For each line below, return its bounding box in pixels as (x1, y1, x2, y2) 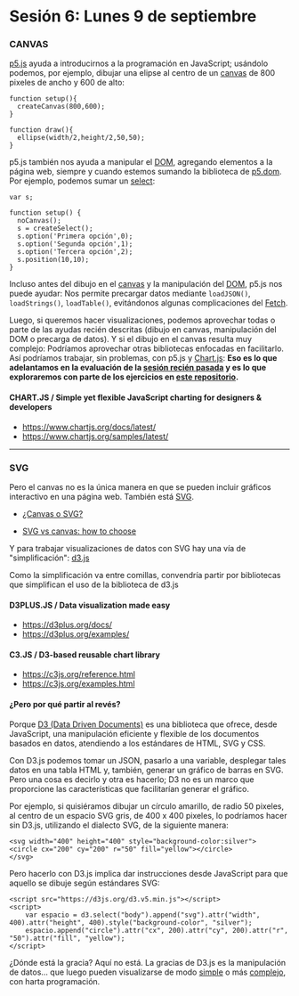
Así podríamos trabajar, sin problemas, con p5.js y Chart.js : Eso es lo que (9, 353, 278, 363)
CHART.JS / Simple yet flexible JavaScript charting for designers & (9, 392, 263, 403)
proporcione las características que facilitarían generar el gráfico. (9, 783, 250, 794)
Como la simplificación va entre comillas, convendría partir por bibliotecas (9, 569, 281, 580)
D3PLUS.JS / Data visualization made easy (9, 600, 171, 610)
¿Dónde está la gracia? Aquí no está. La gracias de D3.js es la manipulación (9, 957, 287, 967)
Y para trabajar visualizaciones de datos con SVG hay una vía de (9, 543, 246, 553)
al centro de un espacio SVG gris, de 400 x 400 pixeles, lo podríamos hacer (9, 810, 287, 820)
